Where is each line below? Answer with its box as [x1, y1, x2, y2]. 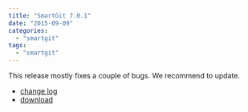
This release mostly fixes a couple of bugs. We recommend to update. [8, 71, 241, 80]
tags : [8, 42, 26, 50]
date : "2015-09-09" [8, 19, 74, 27]
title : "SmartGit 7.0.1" [8, 11, 91, 20]
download [19, 95, 54, 104]
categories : [8, 26, 48, 34]
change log [19, 86, 58, 96]
